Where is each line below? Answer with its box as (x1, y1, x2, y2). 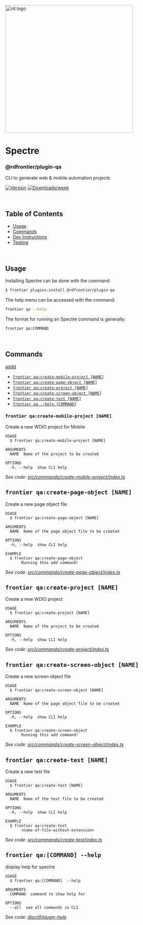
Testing (12, 239, 29, 245)
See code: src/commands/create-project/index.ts (5, 646, 109, 652)
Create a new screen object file (5, 673, 71, 680)
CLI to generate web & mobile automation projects (5, 175, 110, 181)
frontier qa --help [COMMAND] (12, 401, 77, 407)
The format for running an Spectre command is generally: (5, 316, 126, 322)
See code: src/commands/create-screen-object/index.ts (5, 741, 124, 748)
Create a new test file (5, 769, 50, 775)
